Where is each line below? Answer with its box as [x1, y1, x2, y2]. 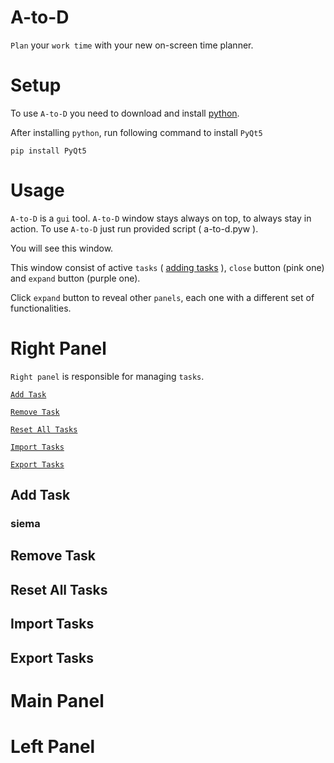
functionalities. [10, 302, 72, 314]
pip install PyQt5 [10, 146, 87, 156]
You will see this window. [10, 242, 114, 254]
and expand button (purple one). [10, 272, 141, 284]
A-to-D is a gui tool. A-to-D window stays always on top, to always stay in [10, 212, 312, 224]
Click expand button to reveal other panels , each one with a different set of [10, 291, 315, 303]
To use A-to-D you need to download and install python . [10, 107, 240, 119]
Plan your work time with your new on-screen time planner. [10, 39, 254, 51]
